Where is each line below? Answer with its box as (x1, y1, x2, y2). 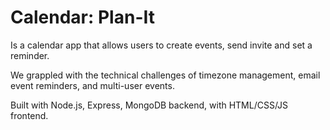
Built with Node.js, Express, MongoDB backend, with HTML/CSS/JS (10, 99, 289, 111)
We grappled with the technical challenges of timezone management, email (10, 69, 321, 81)
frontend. (10, 109, 49, 121)
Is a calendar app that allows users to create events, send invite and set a (10, 39, 313, 51)
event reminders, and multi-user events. (10, 79, 175, 91)
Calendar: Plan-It (10, 6, 155, 29)
